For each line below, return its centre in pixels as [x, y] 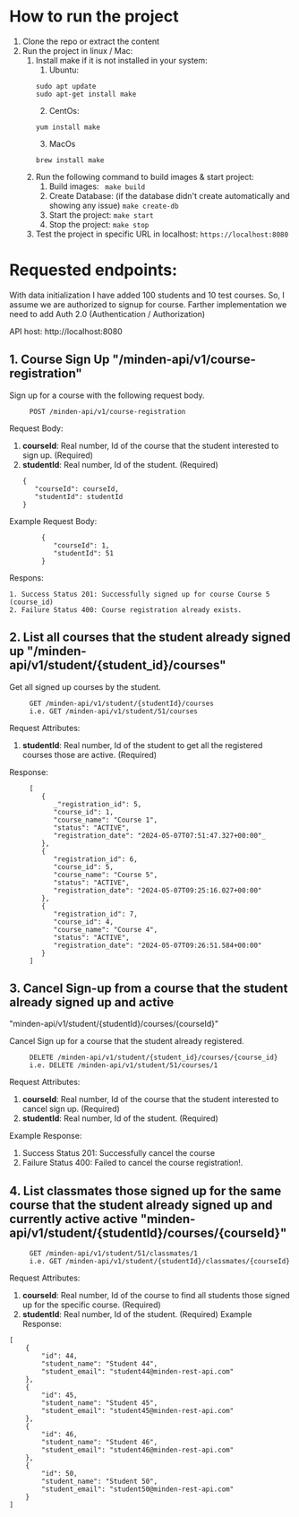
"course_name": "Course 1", [106, 820]
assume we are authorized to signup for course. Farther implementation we [148, 304]
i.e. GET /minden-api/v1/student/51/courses [114, 711]
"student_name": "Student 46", [100, 1443]
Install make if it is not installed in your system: [121, 60]
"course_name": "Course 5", [106, 875]
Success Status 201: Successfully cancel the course [119, 1153]
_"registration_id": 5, [98, 804]
